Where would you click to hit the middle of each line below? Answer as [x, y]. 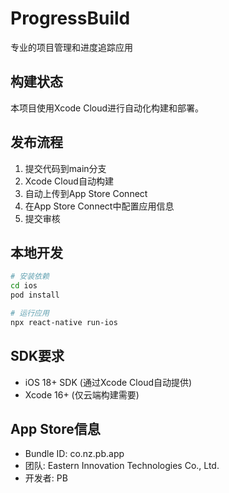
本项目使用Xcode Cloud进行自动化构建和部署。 [107, 108]
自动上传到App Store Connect [86, 193]
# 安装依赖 [30, 277]
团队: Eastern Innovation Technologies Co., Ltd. [122, 466]
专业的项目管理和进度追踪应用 [71, 47]
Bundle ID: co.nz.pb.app [74, 454]
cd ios [24, 286]
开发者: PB [46, 478]
